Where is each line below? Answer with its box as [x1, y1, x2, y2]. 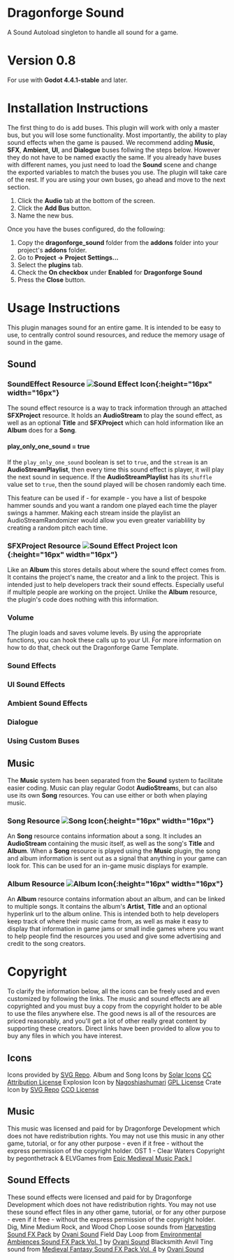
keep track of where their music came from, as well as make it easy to [7, 917, 209, 926]
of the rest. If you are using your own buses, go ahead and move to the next [7, 175, 226, 183]
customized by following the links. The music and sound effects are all [7, 995, 210, 1003]
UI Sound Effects [7, 680, 66, 690]
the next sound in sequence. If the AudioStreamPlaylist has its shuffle [7, 472, 212, 481]
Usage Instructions [7, 300, 121, 316]
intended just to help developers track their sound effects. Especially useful [7, 580, 225, 588]
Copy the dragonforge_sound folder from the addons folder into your [17, 238, 219, 246]
